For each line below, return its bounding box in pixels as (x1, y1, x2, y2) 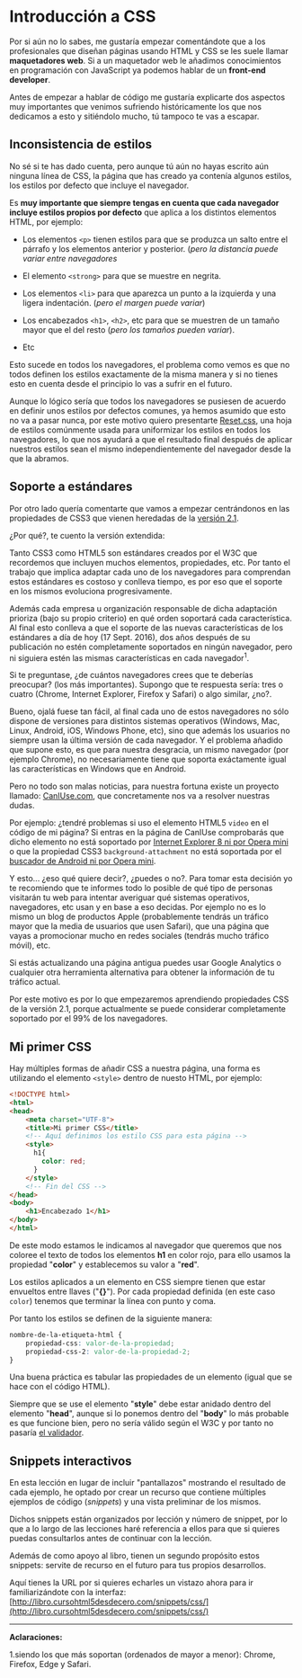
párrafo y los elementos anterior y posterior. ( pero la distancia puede (22, 243, 279, 254)
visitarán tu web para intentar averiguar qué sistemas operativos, (9, 892, 250, 903)
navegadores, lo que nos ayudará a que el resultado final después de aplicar (9, 433, 293, 444)
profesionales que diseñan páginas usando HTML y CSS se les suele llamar (9, 45, 289, 56)
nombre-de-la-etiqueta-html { (9, 1330, 123, 1339)
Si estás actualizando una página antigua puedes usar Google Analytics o (9, 958, 281, 968)
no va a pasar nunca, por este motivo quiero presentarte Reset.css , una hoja (9, 415, 292, 425)
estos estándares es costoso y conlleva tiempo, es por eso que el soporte (9, 576, 283, 586)
